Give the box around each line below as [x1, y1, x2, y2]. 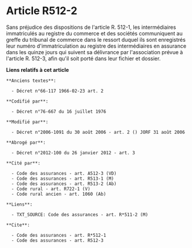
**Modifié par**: [6, 119, 49, 125]
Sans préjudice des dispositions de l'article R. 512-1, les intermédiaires [6, 24, 176, 31]
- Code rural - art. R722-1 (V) [11, 186, 91, 192]
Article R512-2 [6, 4, 78, 18]
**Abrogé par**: [6, 140, 46, 146]
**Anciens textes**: [6, 78, 57, 84]
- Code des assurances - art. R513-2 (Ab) [11, 181, 117, 187]
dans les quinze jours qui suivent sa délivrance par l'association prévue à [6, 48, 183, 55]
